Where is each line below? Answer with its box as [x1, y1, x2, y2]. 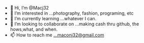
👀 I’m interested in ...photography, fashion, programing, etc [10, 10, 134, 16]
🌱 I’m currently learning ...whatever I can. [10, 16, 97, 21]
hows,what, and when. [10, 26, 58, 32]
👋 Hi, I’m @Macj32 [10, 5, 49, 11]
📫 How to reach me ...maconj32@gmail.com [10, 32, 104, 38]
